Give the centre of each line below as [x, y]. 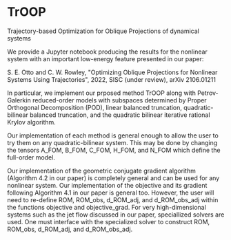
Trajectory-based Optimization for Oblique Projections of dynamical [103, 31]
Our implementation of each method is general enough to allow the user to [113, 135]
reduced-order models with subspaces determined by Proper [119, 100]
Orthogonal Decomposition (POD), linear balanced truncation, [95, 107]
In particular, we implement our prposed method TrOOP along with [102, 93]
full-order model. [31, 157]
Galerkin [19, 100]
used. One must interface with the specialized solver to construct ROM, [109, 221]
